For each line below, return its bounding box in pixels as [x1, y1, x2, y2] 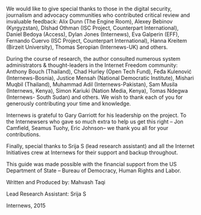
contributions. [6, 131, 41, 138]
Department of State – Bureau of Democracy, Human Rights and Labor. [6, 167, 181, 174]
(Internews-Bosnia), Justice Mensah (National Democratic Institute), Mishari [6, 75, 194, 81]
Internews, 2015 [6, 202, 46, 209]
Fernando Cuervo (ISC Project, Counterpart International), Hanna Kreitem [6, 37, 187, 44]
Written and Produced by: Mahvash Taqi [6, 179, 106, 185]
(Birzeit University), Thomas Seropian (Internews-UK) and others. [6, 43, 168, 51]
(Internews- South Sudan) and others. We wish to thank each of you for [6, 93, 183, 101]
